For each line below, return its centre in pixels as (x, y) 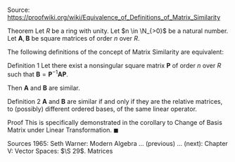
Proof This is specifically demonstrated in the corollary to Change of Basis (115, 122)
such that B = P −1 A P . (38, 74)
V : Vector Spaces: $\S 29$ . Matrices (60, 151)
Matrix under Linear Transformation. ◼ (63, 130)
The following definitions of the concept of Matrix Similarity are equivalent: (115, 52)
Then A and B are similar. (44, 88)
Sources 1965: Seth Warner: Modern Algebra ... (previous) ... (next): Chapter (118, 143)
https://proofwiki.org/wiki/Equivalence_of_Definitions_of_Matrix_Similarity (114, 18)
